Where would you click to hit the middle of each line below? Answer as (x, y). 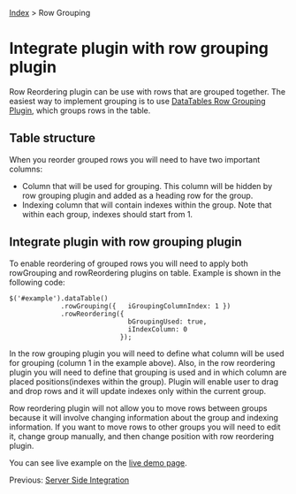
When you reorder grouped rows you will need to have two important (135, 159)
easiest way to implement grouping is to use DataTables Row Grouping (138, 101)
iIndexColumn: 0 (158, 329)
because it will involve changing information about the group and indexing (144, 417)
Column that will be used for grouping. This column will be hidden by (147, 186)
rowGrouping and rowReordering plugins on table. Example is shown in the (145, 272)
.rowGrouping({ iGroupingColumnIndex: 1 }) (146, 306)
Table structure (52, 138)
